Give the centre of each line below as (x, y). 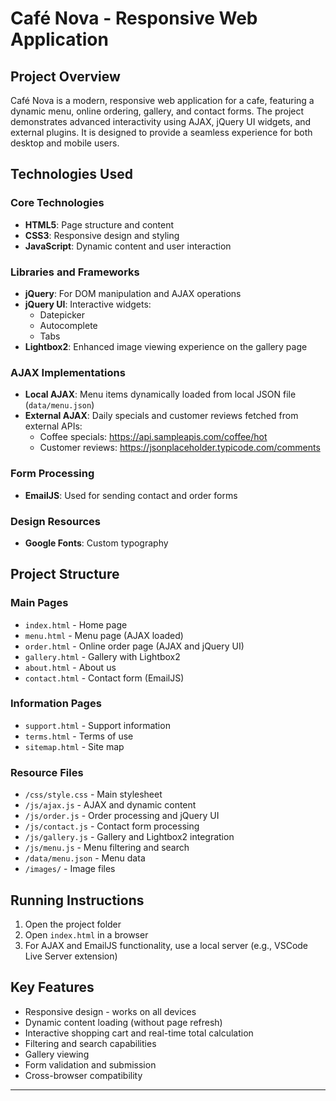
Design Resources (56, 521)
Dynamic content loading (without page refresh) (123, 1022)
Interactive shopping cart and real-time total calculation (139, 1033)
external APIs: (53, 426)
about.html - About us (70, 667)
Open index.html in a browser (86, 934)
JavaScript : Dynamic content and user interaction (128, 246)
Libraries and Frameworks (75, 272)
